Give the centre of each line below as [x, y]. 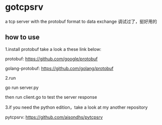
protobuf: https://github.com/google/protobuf [51, 59]
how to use [22, 37]
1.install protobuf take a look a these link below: [53, 49]
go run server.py [22, 87]
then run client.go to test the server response [51, 97]
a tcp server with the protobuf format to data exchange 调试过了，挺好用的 [81, 21]
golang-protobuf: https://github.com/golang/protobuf [59, 68]
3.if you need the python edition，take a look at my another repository [77, 107]
